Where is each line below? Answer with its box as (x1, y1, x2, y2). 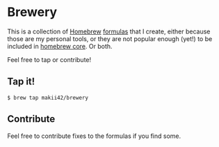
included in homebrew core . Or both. (7, 42, 113, 50)
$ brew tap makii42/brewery (7, 94, 89, 101)
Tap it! (7, 76, 35, 88)
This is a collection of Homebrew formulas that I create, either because (7, 27, 211, 36)
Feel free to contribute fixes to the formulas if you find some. (7, 132, 181, 140)
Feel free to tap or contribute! (7, 55, 92, 63)
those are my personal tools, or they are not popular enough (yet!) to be (7, 34, 213, 42)
